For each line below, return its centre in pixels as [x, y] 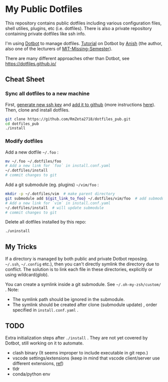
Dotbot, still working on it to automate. [44, 343]
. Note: [12, 290]
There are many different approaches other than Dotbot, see [67, 58]
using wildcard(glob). [27, 275]
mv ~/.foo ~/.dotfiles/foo [33, 161]
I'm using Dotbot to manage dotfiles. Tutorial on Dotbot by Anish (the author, [84, 43]
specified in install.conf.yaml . [45, 310]
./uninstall [17, 231]
